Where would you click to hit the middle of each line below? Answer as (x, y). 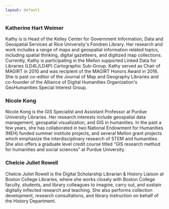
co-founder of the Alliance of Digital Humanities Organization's (71, 82)
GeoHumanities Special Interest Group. (46, 87)
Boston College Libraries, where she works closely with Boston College (80, 179)
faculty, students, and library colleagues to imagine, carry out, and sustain (83, 185)
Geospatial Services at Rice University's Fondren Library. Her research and (84, 44)
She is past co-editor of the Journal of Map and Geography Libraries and (82, 76)
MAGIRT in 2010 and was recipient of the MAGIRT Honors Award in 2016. (82, 71)
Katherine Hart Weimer (34, 27)
